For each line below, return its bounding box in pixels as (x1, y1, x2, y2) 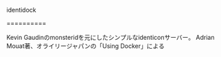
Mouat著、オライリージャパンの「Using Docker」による (6, 42, 165, 50)
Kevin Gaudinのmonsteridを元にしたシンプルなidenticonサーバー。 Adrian (6, 34, 215, 41)
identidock (6, 6, 37, 14)
